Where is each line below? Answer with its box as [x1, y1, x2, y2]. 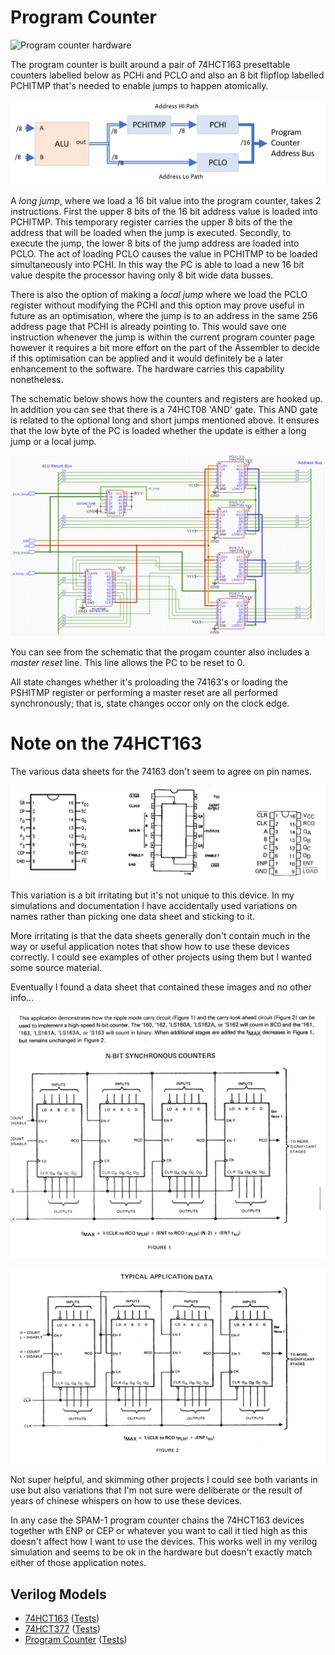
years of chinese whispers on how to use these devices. [10, 1495, 243, 1507]
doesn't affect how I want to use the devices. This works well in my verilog [10, 1536, 318, 1548]
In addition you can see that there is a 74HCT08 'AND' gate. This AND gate [10, 403, 318, 415]
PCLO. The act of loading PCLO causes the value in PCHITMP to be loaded [10, 247, 318, 260]
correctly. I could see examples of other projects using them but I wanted [10, 951, 312, 963]
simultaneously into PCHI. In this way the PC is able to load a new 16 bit [10, 258, 305, 270]
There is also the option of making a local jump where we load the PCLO [10, 288, 308, 300]
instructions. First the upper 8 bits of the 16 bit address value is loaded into [10, 205, 318, 217]
